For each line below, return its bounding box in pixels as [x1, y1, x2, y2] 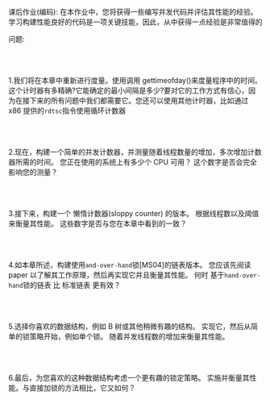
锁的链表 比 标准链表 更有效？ [23, 281, 121, 290]
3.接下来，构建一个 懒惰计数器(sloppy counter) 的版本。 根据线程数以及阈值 [8, 209, 260, 218]
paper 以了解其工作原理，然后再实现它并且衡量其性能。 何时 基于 [8, 270, 225, 280]
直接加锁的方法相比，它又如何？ [29, 383, 135, 393]
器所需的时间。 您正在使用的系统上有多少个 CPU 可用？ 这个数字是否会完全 [8, 157, 258, 167]
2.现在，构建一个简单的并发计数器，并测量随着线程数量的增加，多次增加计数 [8, 148, 262, 156]
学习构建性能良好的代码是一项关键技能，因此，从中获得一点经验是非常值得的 [8, 17, 263, 27]
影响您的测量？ [8, 168, 58, 177]
